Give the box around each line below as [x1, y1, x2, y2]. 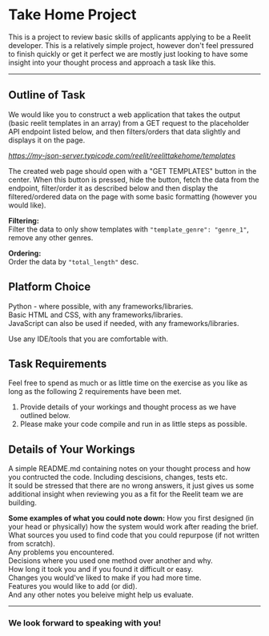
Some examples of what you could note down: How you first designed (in [8, 513, 255, 523]
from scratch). [8, 539, 56, 549]
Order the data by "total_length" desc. [8, 256, 139, 266]
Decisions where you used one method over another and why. [8, 556, 214, 566]
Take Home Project [8, 6, 137, 24]
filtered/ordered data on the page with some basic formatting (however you [8, 191, 258, 201]
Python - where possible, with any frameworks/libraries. [8, 301, 194, 311]
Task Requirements [8, 356, 107, 370]
